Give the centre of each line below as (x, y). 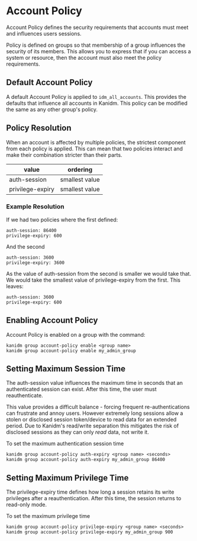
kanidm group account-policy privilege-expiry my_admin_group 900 (90, 532)
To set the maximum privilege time (48, 516)
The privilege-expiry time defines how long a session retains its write (90, 492)
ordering (80, 169)
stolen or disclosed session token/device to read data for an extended (91, 420)
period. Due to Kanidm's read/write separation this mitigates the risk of (93, 426)
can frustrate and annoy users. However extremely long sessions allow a (95, 413)
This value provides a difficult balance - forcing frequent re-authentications (98, 407)
